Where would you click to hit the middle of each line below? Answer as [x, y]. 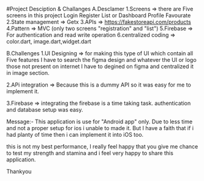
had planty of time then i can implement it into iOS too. [75, 135]
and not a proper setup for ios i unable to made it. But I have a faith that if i [100, 128]
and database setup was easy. [45, 110]
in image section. [28, 73]
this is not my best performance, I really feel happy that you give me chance [102, 146]
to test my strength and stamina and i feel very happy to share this [90, 153]
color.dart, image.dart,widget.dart [49, 41]
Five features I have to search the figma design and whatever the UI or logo [102, 60]
